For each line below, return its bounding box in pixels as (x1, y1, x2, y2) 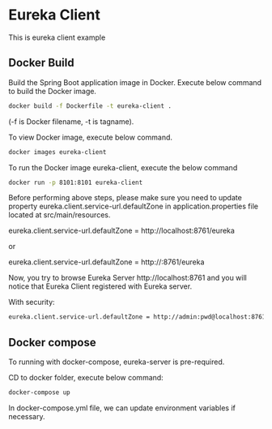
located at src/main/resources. (8, 210, 111, 220)
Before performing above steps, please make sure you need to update (8, 193, 243, 203)
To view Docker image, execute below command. (8, 132, 172, 142)
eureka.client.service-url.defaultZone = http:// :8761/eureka (8, 257, 205, 267)
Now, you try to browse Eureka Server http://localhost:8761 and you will (8, 273, 247, 283)
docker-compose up (8, 388, 70, 397)
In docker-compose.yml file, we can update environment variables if (8, 403, 236, 413)
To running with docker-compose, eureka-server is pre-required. (8, 357, 225, 367)
